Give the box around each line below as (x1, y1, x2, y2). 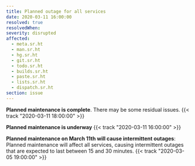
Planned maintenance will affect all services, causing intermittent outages (6, 141, 184, 148)
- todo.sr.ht (11, 63, 43, 69)
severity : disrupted (6, 30, 57, 36)
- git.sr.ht (11, 57, 41, 63)
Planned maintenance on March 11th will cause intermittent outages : (6, 135, 176, 142)
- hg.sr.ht (11, 52, 38, 58)
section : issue (6, 90, 43, 96)
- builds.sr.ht (11, 68, 49, 74)
